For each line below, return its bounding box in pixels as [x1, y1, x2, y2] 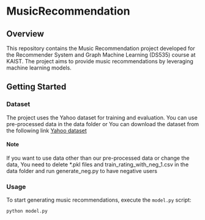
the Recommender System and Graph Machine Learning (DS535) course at [6, 51, 196, 59]
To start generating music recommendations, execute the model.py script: [6, 196, 192, 204]
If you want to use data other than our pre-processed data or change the [6, 154, 190, 161]
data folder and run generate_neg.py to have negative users [6, 167, 158, 174]
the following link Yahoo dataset [6, 127, 87, 134]
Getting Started [6, 82, 67, 92]
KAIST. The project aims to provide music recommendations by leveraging [6, 58, 194, 65]
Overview [6, 29, 45, 39]
